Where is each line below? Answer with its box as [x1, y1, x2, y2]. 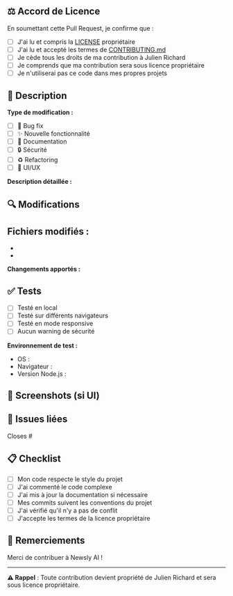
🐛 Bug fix [17, 121, 44, 130]
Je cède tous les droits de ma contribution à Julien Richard [17, 53, 186, 61]
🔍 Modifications [7, 198, 80, 210]
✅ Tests [7, 285, 42, 297]
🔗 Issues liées [7, 414, 68, 425]
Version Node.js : [17, 369, 67, 378]
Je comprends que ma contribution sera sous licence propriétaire [17, 61, 205, 69]
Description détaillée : [7, 178, 72, 186]
